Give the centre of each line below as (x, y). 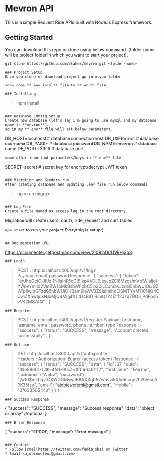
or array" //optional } (26, 413)
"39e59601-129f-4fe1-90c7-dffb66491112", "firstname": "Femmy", (84, 369)
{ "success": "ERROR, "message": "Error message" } (58, 432)
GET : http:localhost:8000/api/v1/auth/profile (62, 353)
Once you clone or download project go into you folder (63, 77)
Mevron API (29, 9)
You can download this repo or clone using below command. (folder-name (80, 49)
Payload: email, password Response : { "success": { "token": (78, 275)
